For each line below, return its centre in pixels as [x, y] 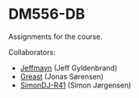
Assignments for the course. [56, 36]
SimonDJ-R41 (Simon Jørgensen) [76, 85]
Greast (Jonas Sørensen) [62, 76]
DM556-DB [47, 14]
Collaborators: [32, 52]
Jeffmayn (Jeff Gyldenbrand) [69, 68]
